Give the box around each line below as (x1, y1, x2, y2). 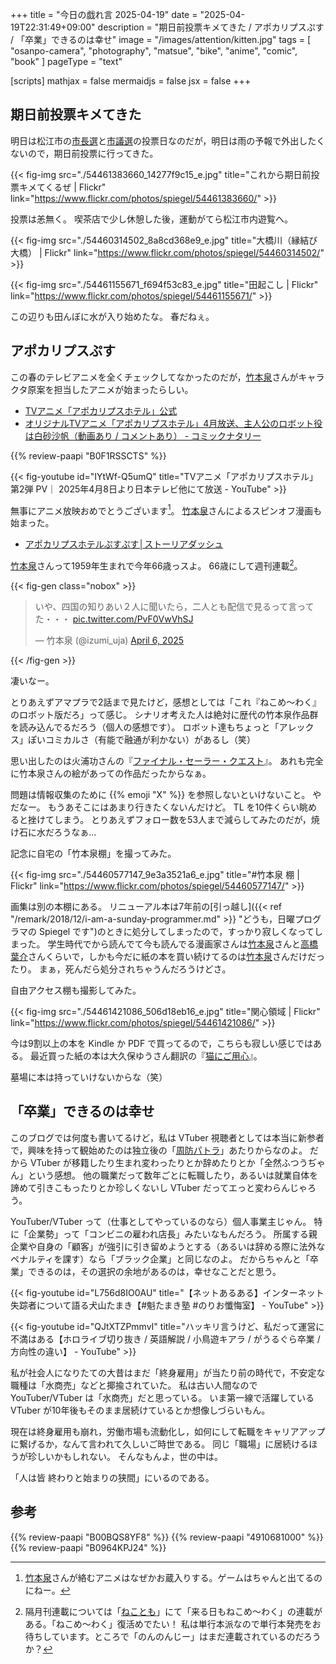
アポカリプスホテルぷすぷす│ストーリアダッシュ (24, 538, 224, 550)
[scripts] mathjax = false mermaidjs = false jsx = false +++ (10, 75, 252, 87)
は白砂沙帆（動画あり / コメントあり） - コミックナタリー (24, 429, 262, 442)
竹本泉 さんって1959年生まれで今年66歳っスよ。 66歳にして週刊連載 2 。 (10, 558, 303, 572)
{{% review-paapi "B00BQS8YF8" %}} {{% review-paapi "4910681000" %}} (10, 1531, 324, 1543)
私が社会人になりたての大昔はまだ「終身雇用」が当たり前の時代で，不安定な (10, 1366, 326, 1378)
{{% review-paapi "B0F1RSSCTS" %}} (10, 449, 167, 462)
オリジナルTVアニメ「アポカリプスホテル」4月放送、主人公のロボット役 (24, 417, 323, 429)
